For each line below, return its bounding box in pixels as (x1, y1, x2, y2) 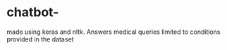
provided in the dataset (6, 35, 74, 43)
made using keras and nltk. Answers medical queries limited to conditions (6, 27, 221, 36)
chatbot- (6, 4, 59, 20)
